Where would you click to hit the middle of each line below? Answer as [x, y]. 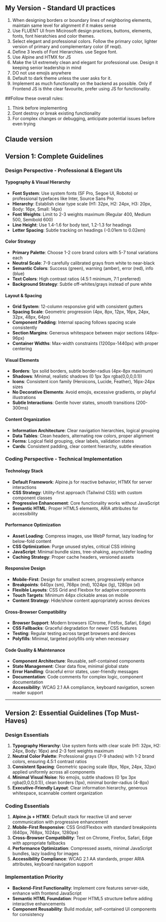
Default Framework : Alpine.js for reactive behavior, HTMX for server [82, 482]
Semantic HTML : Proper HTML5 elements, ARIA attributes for [75, 508]
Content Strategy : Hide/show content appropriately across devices [81, 600]
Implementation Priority [34, 877]
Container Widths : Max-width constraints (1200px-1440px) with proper [85, 343]
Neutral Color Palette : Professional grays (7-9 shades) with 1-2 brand [83, 756]
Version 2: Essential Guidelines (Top [62, 713]
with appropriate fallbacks [39, 843]
